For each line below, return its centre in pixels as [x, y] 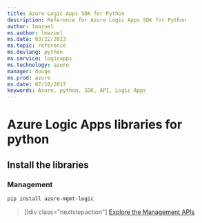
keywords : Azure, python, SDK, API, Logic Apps [77, 90]
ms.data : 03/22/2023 [37, 39]
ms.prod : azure [29, 78]
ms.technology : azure [38, 65]
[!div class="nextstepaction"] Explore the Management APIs [109, 212]
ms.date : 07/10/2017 [37, 84]
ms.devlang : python [35, 52]
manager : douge [29, 71]
